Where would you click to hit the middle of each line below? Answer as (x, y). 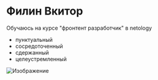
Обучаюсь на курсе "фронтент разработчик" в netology (79, 28)
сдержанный (32, 52)
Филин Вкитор (45, 11)
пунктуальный (34, 39)
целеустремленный (41, 59)
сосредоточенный (39, 46)
